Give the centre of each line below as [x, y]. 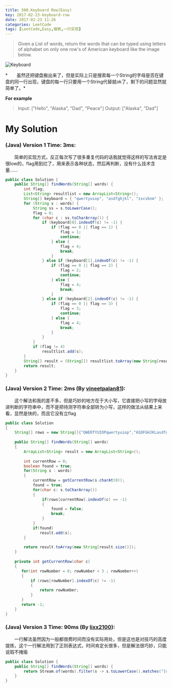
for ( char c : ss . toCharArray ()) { [71, 218]
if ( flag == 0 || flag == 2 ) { [84, 266]
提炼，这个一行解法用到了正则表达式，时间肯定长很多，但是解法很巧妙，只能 [86, 645]
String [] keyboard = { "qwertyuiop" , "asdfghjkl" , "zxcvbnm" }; [94, 199]
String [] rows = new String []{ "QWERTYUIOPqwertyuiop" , [74, 433]
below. [25, 55]
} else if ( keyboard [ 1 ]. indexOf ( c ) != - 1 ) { [90, 261]
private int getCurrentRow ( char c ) [52, 562]
